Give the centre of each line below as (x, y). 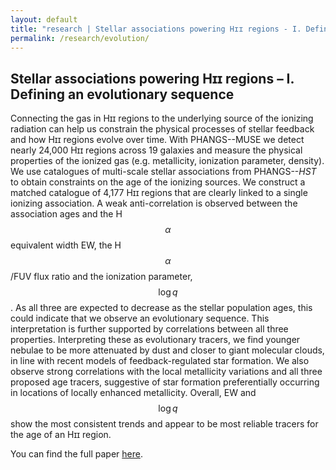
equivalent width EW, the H (66, 245)
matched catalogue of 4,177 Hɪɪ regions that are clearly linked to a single (159, 193)
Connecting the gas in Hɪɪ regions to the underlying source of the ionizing (162, 118)
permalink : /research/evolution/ (80, 38)
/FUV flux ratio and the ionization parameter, (101, 277)
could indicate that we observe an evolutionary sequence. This (140, 318)
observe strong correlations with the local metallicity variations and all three (166, 372)
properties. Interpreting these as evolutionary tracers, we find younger (155, 340)
